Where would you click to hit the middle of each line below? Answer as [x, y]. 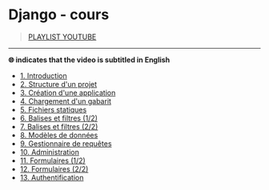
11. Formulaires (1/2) [52, 160]
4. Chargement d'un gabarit [66, 101]
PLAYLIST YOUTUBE [62, 37]
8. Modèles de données [59, 135]
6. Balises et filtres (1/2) [59, 118]
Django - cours [59, 15]
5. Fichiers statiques [53, 109]
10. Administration [50, 152]
